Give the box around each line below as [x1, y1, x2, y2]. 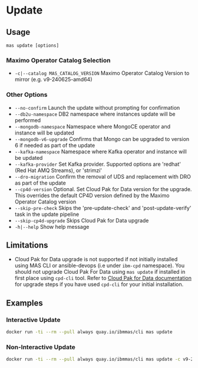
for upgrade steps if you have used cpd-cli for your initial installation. [14, 281, 184, 288]
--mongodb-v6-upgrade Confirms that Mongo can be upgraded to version [14, 135, 190, 142]
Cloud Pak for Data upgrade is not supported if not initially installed [14, 256, 178, 263]
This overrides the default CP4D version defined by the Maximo [14, 192, 170, 199]
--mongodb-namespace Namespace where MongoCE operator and [14, 123, 171, 130]
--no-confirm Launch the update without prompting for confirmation [14, 104, 180, 111]
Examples [6, 298, 43, 308]
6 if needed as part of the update [14, 142, 95, 149]
